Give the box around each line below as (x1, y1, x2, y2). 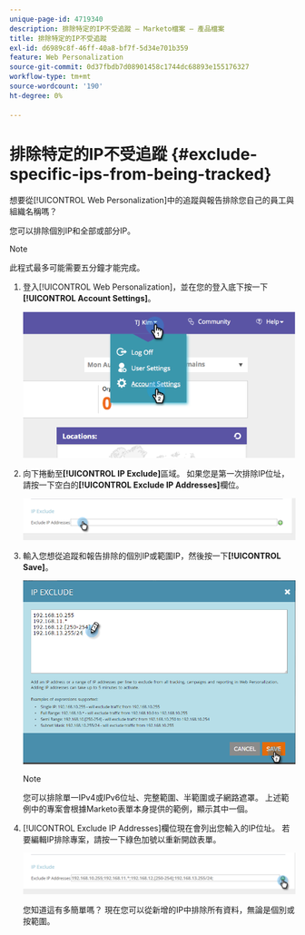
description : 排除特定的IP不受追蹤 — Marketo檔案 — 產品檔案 (9, 24, 225, 34)
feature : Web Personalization (9, 53, 124, 63)
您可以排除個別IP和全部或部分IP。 (9, 225, 136, 236)
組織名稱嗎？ (9, 206, 57, 217)
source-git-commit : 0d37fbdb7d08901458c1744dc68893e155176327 (9, 63, 250, 72)
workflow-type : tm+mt (9, 73, 92, 82)
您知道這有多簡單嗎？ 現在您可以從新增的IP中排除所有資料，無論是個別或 (22, 904, 295, 915)
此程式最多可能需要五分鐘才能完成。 (9, 262, 145, 273)
